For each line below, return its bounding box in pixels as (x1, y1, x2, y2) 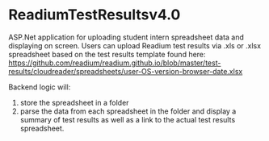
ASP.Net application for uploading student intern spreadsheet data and (8, 32, 245, 42)
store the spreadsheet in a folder (19, 97, 129, 107)
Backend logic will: (8, 82, 71, 92)
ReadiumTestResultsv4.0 (8, 6, 181, 24)
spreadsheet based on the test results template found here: (8, 49, 206, 59)
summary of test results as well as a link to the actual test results (19, 114, 236, 124)
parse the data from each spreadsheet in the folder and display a (19, 106, 237, 116)
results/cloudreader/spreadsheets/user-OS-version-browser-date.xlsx (8, 66, 243, 76)
